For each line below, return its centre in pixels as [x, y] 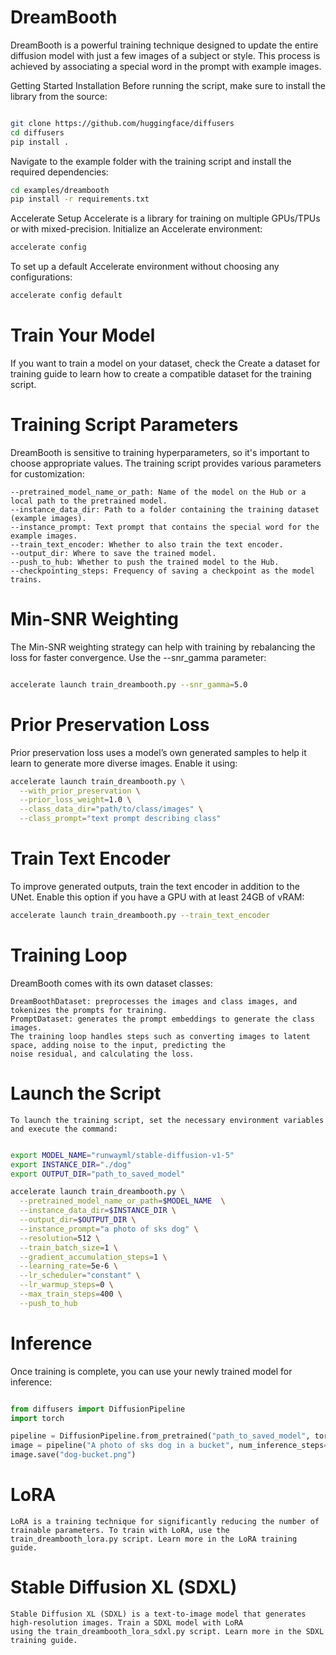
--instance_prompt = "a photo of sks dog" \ [109, 1229]
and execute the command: [64, 1129]
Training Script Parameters [124, 425]
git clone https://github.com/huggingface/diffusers [122, 123]
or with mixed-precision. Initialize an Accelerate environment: [136, 229]
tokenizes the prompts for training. [89, 1010]
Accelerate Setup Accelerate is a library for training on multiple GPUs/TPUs [165, 218]
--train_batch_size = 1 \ [68, 1247]
